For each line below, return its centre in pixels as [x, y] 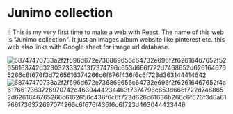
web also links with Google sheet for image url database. [89, 47]
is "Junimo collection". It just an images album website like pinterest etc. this [116, 39]
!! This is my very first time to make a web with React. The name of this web [115, 32]
